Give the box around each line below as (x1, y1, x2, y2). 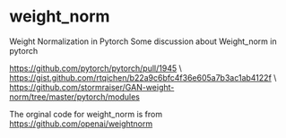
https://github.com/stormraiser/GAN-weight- (9, 82, 175, 92)
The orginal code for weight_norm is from (9, 108, 163, 119)
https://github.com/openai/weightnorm (9, 118, 153, 129)
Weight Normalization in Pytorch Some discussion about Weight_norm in (9, 36, 277, 47)
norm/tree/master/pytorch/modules (9, 91, 141, 102)
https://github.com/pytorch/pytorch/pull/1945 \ (9, 63, 182, 73)
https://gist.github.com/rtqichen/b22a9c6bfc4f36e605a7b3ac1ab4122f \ (9, 72, 277, 82)
